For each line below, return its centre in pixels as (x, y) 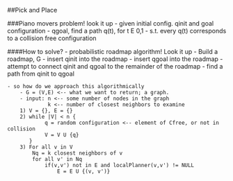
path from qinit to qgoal (41, 74)
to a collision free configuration (52, 38)
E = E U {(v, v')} (83, 171)
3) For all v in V (46, 147)
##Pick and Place (32, 10)
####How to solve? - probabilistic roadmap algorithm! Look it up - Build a (113, 52)
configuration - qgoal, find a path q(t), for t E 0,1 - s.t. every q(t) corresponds (117, 31)
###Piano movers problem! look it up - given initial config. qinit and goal (111, 23)
